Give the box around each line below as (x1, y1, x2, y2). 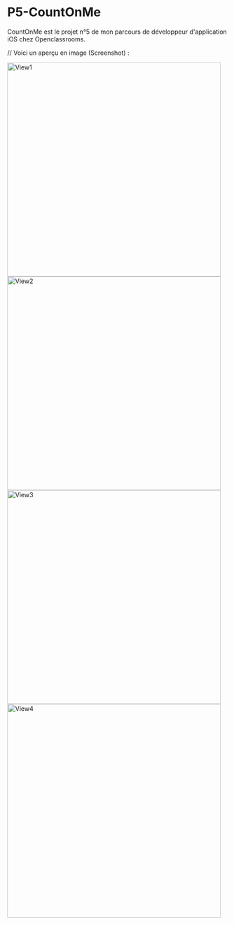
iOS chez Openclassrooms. (7, 34, 86, 43)
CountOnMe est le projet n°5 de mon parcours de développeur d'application (7, 27, 228, 36)
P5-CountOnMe (7, 4, 102, 20)
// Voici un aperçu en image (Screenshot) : (7, 48, 130, 57)
